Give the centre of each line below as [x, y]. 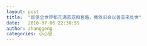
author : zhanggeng [29, 28]
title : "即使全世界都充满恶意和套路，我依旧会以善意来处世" [74, 17]
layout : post [23, 12]
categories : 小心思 [29, 34]
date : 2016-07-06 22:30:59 [43, 23]
